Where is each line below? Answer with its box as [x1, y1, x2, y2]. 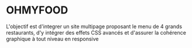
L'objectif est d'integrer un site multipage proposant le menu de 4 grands [6, 23, 183, 30]
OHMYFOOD [6, 4, 68, 17]
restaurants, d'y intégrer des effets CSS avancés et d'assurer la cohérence [6, 29, 186, 36]
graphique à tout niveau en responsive [6, 35, 99, 42]
